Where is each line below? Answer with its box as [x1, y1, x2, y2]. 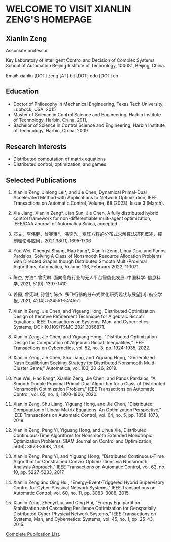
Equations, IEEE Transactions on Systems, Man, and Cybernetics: [13, 319, 150, 325]
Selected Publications [6, 176, 77, 185]
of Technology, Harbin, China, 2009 [13, 127, 88, 133]
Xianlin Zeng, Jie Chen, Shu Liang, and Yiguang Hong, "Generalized [13, 355, 155, 361]
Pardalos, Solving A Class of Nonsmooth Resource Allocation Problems [13, 253, 162, 259]
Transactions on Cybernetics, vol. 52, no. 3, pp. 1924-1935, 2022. [13, 345, 151, 351]
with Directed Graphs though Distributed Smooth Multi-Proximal [13, 258, 147, 264]
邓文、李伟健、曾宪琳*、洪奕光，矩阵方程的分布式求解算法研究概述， [13, 231, 158, 238]
